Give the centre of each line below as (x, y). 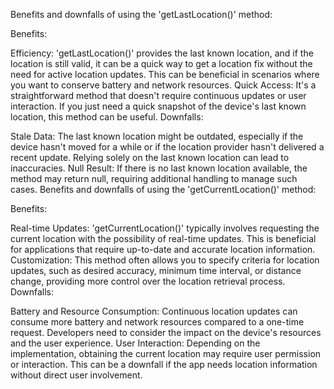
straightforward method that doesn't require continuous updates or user (158, 95)
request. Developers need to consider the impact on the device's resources (166, 332)
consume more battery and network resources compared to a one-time (157, 322)
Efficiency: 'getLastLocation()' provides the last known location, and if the (162, 53)
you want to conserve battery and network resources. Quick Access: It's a (163, 85)
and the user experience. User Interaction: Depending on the (135, 343)
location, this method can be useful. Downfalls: (107, 117)
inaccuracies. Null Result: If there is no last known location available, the (159, 168)
